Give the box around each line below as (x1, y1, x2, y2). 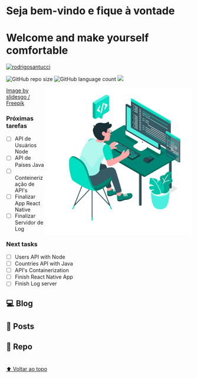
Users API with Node (14, 253, 65, 261)
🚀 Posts (6, 321, 35, 332)
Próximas (6, 114, 34, 122)
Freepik (6, 99, 25, 107)
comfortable (6, 44, 68, 57)
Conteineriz (14, 174, 43, 181)
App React (14, 199, 41, 206)
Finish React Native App (14, 273, 74, 280)
